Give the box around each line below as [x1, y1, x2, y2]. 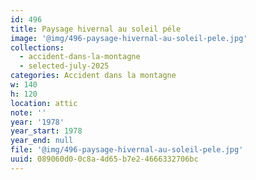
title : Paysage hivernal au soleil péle [10, 24, 182, 34]
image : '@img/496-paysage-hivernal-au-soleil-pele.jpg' [10, 33, 248, 43]
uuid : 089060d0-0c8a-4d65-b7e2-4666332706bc [10, 154, 199, 164]
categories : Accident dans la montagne [10, 71, 177, 81]
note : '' [10, 107, 47, 118]
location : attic [10, 98, 78, 108]
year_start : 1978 [10, 126, 83, 136]
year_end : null [10, 136, 74, 146]
